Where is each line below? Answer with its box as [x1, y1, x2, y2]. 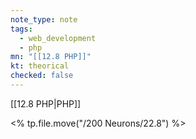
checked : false [10, 71, 74, 81]
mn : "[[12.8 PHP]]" [10, 52, 92, 62]
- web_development [19, 33, 97, 43]
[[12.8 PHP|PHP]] [10, 97, 82, 110]
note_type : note [10, 14, 78, 25]
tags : [10, 24, 33, 34]
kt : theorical [10, 61, 70, 71]
